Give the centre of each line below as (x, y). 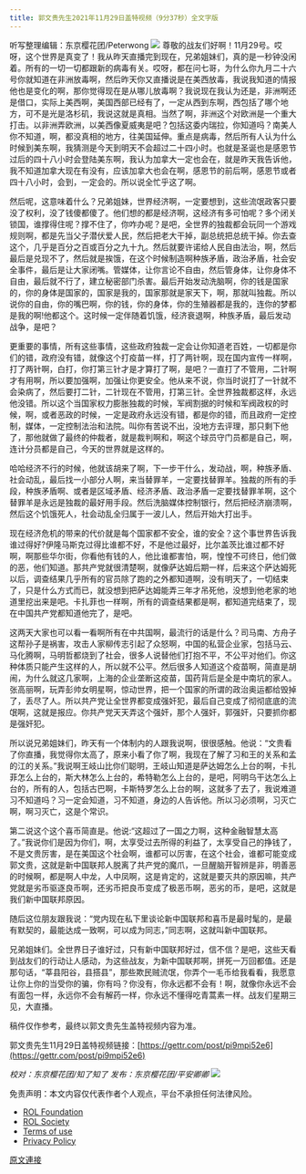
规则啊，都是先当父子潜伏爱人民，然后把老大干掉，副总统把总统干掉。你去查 (153, 235)
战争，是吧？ (33, 327)
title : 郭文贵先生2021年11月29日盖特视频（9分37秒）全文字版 (114, 18)
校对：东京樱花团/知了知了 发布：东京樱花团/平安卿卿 (109, 1074)
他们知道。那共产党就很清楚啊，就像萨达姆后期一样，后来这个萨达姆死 (165, 567)
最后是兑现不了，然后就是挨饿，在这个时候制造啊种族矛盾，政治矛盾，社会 (149, 258)
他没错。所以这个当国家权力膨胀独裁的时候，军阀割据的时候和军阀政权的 (145, 403)
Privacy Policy (49, 1140)
